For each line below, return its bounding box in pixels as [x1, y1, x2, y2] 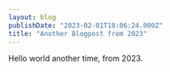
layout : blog [8, 12, 57, 22]
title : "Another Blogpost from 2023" [8, 29, 148, 38]
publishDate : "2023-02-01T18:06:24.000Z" [8, 21, 164, 30]
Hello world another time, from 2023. [8, 54, 143, 64]
